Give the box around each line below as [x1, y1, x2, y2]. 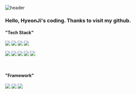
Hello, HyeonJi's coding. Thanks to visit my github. [5, 17, 131, 24]
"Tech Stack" [5, 29, 34, 35]
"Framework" [5, 72, 34, 78]
